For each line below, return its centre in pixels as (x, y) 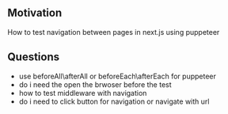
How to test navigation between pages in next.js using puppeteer (114, 32)
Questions (34, 57)
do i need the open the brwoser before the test (95, 84)
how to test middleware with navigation (83, 93)
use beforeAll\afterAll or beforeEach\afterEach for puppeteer (118, 76)
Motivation (35, 13)
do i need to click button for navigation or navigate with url (114, 101)
